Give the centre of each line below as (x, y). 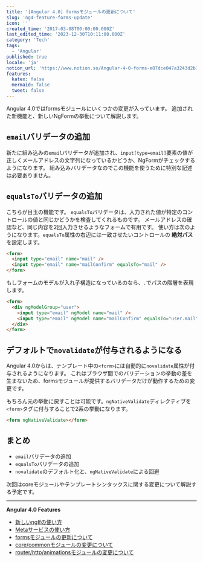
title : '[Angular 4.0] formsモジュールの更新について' (71, 12)
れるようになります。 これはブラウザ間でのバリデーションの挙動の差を (105, 373)
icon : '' (17, 23)
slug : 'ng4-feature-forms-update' (50, 18)
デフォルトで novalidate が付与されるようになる (94, 350)
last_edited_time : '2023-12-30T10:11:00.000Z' (66, 34)
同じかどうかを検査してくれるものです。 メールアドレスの (115, 219)
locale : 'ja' (23, 62)
